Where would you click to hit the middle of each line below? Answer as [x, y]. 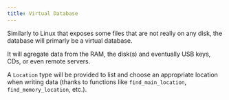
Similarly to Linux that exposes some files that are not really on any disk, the [115, 33]
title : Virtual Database [43, 13]
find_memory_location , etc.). [47, 89]
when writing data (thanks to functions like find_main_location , [97, 82]
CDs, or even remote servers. [49, 61]
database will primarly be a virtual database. [70, 40]
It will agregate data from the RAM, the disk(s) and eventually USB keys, [109, 54]
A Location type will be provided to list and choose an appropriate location [113, 74]
